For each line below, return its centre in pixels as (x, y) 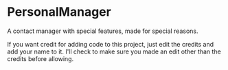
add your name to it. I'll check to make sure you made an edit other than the (114, 51)
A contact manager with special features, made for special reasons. (103, 31)
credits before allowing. (41, 58)
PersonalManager (59, 12)
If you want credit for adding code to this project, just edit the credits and (111, 44)
